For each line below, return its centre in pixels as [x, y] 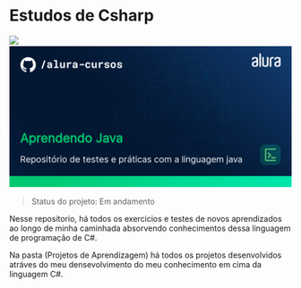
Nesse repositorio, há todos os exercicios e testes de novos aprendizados [146, 218]
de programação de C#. [53, 237]
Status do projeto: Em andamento [93, 201]
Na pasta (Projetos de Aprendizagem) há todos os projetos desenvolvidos [146, 255]
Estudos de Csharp [82, 16]
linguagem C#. [36, 274]
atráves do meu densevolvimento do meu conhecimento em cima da [136, 264]
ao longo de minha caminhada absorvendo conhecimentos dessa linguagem [150, 228]
